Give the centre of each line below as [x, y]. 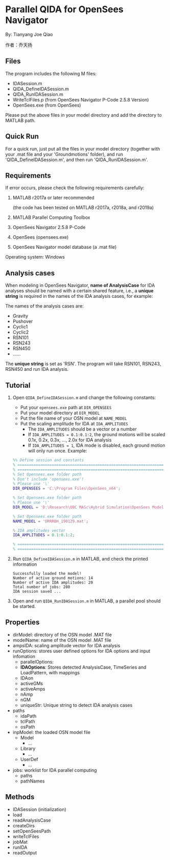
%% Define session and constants [48, 460]
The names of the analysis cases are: [45, 306]
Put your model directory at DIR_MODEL [60, 413]
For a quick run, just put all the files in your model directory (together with [83, 148]
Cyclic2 [21, 332]
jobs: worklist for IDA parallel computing [55, 770]
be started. [24, 606]
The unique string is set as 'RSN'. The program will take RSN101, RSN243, [83, 364]
